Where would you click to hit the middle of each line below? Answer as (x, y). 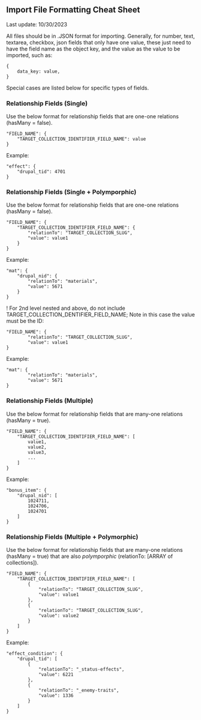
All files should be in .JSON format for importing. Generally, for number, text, (100, 36)
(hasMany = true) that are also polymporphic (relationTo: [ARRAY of (89, 556)
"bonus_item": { (26, 490)
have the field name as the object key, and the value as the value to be (93, 49)
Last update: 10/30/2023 (37, 24)
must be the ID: (25, 321)
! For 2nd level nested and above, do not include (66, 308)
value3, (37, 452)
